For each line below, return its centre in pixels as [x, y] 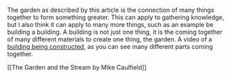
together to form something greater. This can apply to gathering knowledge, [116, 17]
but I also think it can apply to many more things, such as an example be [110, 25]
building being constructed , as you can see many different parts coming [110, 47]
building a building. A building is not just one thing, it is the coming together [115, 32]
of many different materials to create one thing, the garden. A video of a [110, 39]
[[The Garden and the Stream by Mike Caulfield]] [77, 67]
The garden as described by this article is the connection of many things [111, 10]
